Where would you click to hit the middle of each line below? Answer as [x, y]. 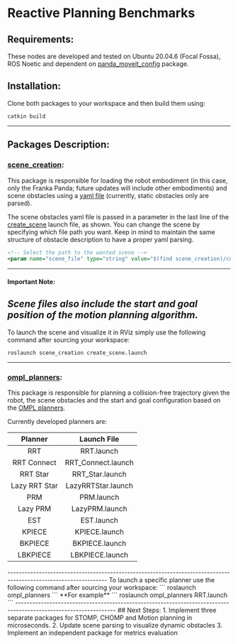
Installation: [34, 86]
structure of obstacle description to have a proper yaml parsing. [101, 239]
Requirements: [41, 39]
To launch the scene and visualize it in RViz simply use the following [107, 332]
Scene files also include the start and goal [103, 304]
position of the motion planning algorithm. [103, 315]
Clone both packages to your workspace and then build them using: [106, 103]
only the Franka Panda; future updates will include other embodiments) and [117, 188]
